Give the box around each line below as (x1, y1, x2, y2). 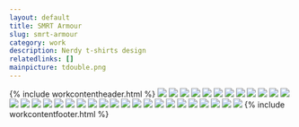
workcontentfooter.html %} (9, 108, 110, 119)
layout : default (9, 13, 70, 22)
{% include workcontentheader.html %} (9, 89, 155, 99)
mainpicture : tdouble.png (9, 63, 106, 72)
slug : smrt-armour (9, 30, 78, 38)
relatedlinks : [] (9, 55, 75, 63)
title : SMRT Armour (9, 21, 83, 30)
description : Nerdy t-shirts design (9, 47, 146, 55)
